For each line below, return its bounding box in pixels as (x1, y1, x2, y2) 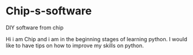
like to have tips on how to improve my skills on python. (5, 42, 144, 49)
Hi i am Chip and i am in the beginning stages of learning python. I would (5, 35, 188, 42)
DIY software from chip (5, 24, 64, 31)
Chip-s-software (5, 4, 92, 18)
